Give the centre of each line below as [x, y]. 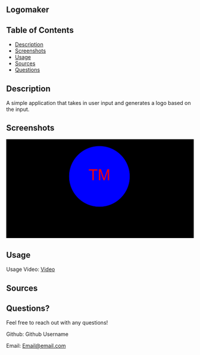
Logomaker [28, 10]
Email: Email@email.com [36, 346]
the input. [18, 109]
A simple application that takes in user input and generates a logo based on [99, 103]
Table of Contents [40, 30]
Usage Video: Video [31, 269]
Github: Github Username [37, 334]
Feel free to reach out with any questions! [57, 323]
